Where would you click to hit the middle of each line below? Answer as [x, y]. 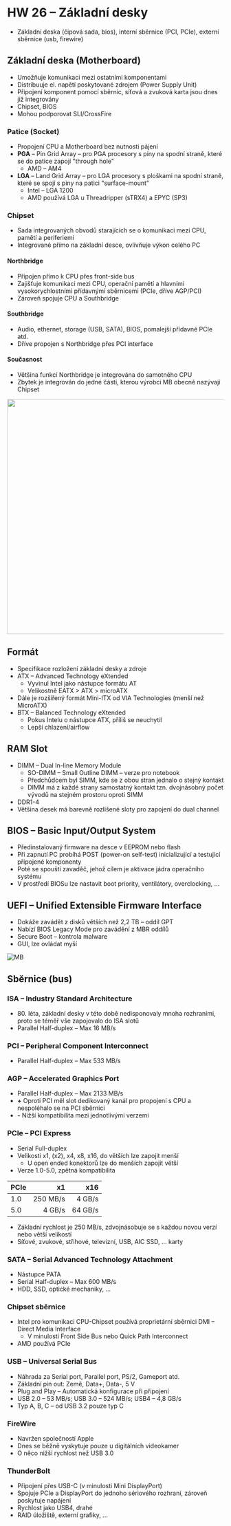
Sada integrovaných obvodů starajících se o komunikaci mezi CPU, [111, 230]
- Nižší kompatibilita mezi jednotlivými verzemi [83, 1115]
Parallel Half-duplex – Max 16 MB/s [66, 1028]
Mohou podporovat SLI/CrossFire [64, 113]
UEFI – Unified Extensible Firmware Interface [104, 905]
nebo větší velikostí [44, 1234]
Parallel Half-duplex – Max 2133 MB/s [70, 1093]
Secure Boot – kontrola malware [62, 937]
